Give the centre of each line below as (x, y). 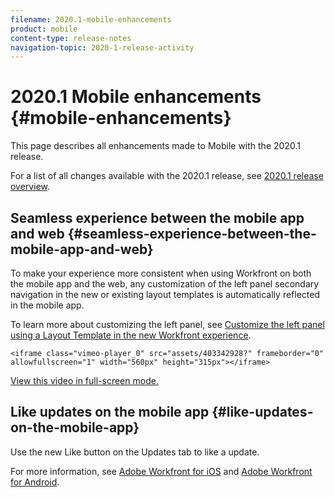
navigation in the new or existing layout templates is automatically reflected (165, 294)
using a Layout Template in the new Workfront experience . (131, 335)
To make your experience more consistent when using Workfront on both (161, 273)
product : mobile (44, 29)
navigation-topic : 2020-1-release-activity (102, 47)
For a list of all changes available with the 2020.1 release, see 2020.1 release (167, 176)
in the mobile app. (47, 305)
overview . (30, 187)
